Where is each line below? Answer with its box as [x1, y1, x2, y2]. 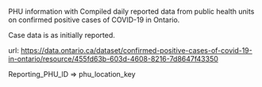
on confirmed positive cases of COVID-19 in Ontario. [8, 15, 180, 25]
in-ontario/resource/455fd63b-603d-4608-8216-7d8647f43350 [8, 55, 218, 63]
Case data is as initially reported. [8, 31, 115, 40]
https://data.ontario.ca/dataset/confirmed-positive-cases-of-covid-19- [21, 46, 252, 55]
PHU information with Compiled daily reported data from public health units [8, 7, 255, 16]
